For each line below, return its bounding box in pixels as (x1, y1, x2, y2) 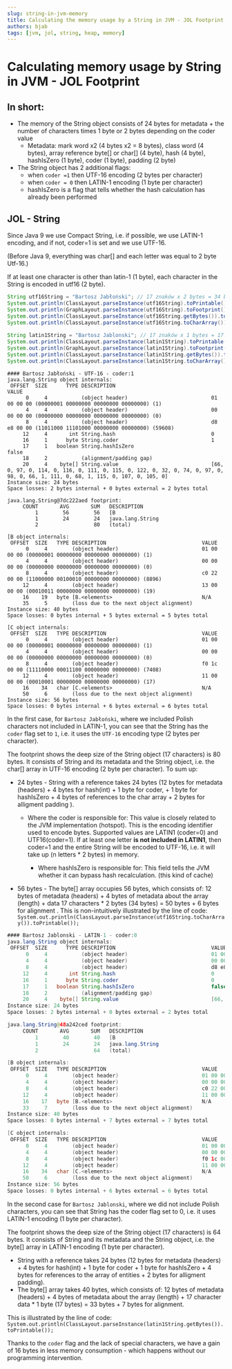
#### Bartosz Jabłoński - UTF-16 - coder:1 (7, 370, 135, 377)
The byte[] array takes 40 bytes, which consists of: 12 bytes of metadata (17, 1285, 224, 1294)
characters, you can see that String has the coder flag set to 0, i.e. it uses (7, 1207, 216, 1216)
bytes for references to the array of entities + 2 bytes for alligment (17, 1270, 206, 1279)
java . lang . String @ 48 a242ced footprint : (7, 1022, 122, 1028)
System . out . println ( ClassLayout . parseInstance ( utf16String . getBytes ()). (7, 312, 221, 320)
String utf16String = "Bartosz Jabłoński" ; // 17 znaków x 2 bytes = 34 (7, 294, 221, 300)
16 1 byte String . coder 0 (22, 977, 215, 984)
